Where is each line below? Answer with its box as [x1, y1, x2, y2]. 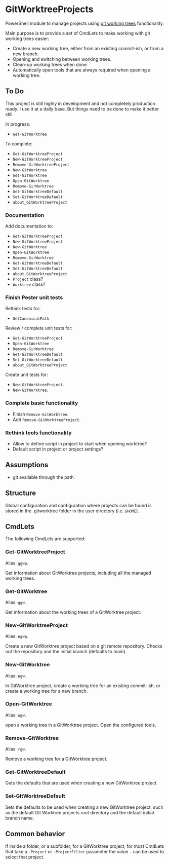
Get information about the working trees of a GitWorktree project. [5, 609, 142, 615]
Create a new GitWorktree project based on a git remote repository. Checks [5, 643, 163, 649]
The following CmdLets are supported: [5, 536, 86, 542]
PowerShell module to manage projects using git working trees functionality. [5, 20, 164, 26]
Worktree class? [12, 281, 46, 287]
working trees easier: [5, 35, 50, 42]
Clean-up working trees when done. [12, 61, 88, 67]
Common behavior [5, 830, 65, 838]
